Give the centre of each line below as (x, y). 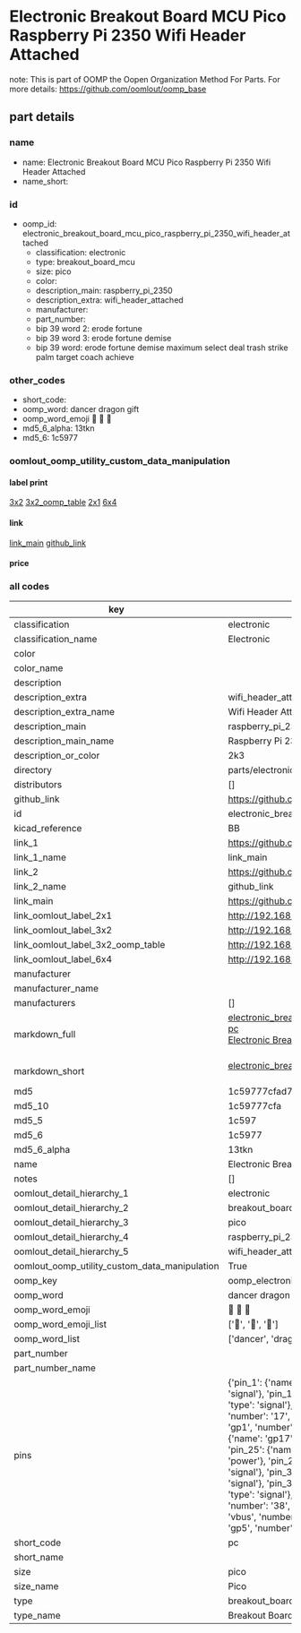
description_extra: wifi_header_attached (109, 300)
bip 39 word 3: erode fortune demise (103, 338)
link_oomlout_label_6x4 (63, 959)
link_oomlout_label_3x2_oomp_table (90, 945)
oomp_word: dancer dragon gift (81, 409)
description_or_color (57, 756)
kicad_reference (48, 829)
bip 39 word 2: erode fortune (89, 328)
